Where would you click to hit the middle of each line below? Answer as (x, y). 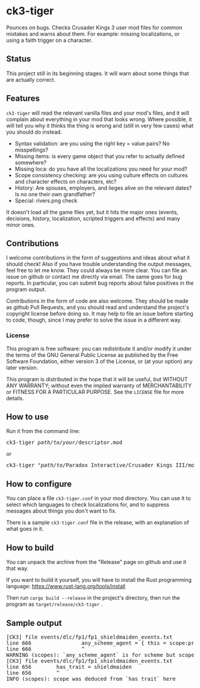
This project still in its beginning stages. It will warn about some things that (98, 73)
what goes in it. (25, 529)
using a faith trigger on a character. (49, 40)
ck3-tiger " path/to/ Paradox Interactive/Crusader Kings (89, 465)
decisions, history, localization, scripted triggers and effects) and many (93, 218)
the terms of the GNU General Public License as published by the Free (92, 355)
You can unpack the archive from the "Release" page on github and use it (96, 562)
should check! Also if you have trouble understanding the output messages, (99, 264)
